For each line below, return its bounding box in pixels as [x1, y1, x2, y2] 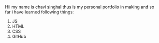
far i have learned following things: [5, 9, 74, 15]
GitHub [12, 33, 27, 39]
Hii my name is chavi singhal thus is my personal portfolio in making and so [5, 4, 155, 10]
